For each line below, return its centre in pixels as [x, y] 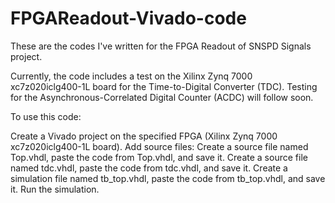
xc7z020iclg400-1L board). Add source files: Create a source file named [159, 146]
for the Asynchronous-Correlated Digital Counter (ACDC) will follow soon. [162, 97]
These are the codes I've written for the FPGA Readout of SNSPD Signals [161, 46]
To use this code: [46, 116]
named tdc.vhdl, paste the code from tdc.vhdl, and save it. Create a [149, 168]
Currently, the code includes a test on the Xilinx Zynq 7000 [131, 76]
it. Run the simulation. [55, 189]
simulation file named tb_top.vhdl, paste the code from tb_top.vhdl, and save [168, 178]
